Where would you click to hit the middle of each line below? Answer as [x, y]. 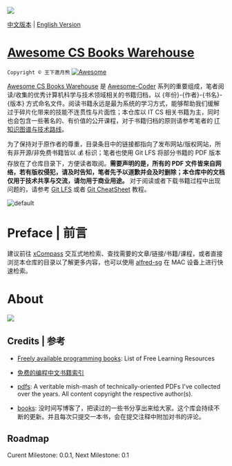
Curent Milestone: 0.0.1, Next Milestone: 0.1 [68, 455]
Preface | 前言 [47, 233]
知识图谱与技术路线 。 [37, 129]
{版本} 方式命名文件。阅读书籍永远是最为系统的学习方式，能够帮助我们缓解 [113, 103]
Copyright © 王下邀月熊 [39, 72]
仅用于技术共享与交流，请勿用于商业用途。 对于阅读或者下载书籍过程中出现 [114, 180]
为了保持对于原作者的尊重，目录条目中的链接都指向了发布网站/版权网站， [111, 144]
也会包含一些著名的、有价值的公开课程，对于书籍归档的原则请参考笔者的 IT [114, 120]
